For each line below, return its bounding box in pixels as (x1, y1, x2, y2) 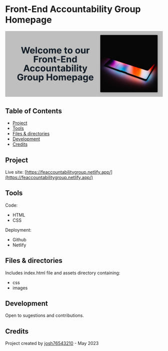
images (12, 284, 28, 291)
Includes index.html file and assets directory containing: (5, 269, 120, 276)
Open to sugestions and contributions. (5, 312, 84, 318)
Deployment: (5, 227, 31, 233)
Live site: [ (5, 169, 26, 175)
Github (12, 236, 26, 242)
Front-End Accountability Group (5, 4, 141, 15)
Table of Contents (5, 107, 62, 115)
